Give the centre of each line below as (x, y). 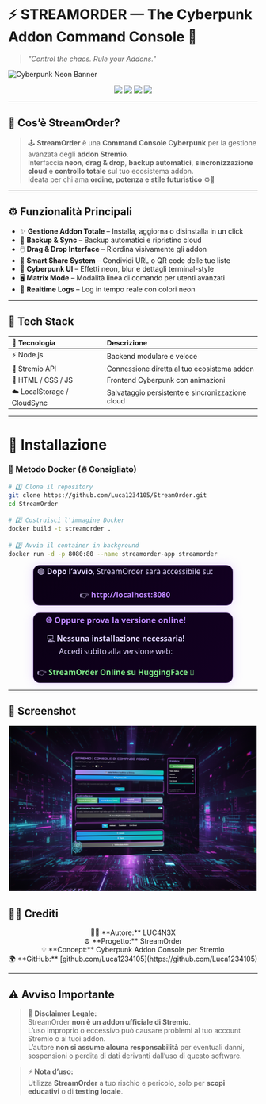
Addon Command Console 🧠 (103, 37)
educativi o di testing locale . (75, 1091)
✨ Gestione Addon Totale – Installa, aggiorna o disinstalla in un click (131, 231)
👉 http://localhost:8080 (125, 595)
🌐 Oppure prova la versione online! (116, 620)
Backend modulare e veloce (152, 356)
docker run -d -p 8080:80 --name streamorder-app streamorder (113, 554)
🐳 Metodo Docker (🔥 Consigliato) (72, 469)
